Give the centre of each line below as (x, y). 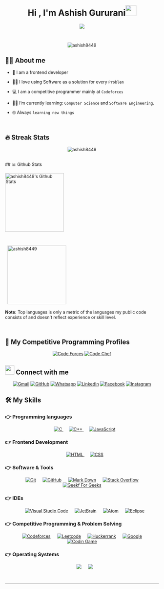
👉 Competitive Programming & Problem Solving (63, 523)
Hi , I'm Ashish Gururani (77, 13)
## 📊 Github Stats (24, 164)
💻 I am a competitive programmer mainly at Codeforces (68, 91)
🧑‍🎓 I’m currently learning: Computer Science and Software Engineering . (83, 103)
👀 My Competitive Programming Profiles (68, 342)
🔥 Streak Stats (27, 138)
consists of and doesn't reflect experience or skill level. (61, 317)
